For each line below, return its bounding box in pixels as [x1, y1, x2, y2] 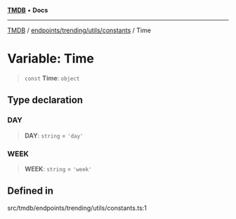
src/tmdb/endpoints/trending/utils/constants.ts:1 [7, 204, 147, 212]
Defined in [7, 185, 54, 197]
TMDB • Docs [7, 6, 48, 14]
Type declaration [7, 94, 83, 106]
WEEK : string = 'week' [24, 164, 93, 173]
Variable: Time [7, 51, 95, 67]
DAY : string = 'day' [24, 131, 84, 140]
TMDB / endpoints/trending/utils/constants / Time [7, 26, 151, 34]
